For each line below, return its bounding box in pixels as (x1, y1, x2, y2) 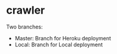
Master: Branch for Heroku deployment (14, 34, 112, 42)
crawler (6, 4, 45, 17)
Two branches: (6, 23, 43, 30)
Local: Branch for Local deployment (14, 41, 103, 48)
